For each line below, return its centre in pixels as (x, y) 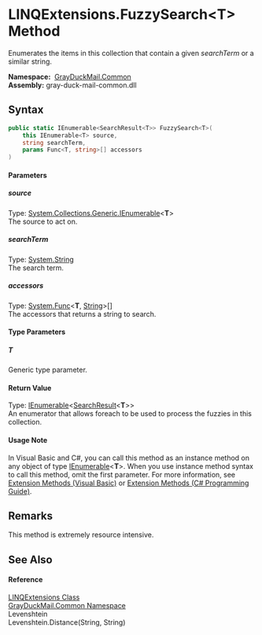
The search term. (36, 267)
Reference (26, 580)
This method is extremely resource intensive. (81, 535)
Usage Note (28, 440)
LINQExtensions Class (44, 597)
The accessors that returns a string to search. (82, 314)
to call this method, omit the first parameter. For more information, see (122, 474)
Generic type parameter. (48, 370)
